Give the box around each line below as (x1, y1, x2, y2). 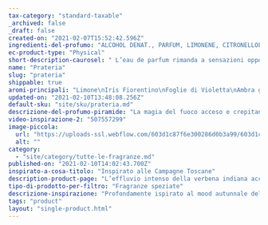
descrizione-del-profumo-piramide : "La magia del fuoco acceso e (8, 109, 230, 116)
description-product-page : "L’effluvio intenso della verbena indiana (8, 175, 248, 184)
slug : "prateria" (8, 71, 66, 79)
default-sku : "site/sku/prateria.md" (8, 101, 134, 109)
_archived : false (8, 19, 66, 27)
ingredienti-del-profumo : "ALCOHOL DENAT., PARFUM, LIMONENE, (8, 41, 219, 49)
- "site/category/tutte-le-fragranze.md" (15, 152, 156, 160)
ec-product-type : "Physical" (8, 49, 105, 57)
